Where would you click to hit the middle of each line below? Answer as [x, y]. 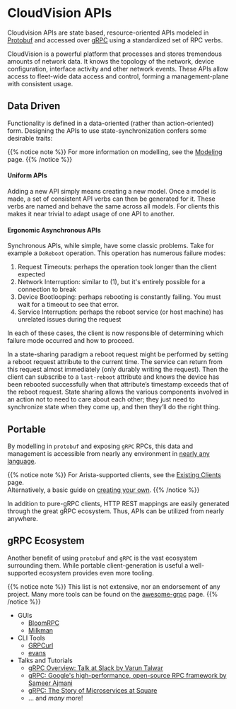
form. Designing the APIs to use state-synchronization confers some [107, 130]
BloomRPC [44, 623]
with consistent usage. [40, 83]
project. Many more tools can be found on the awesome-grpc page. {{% [113, 594]
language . [22, 461]
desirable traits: [30, 138]
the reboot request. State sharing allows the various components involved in [118, 392]
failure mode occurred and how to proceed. [71, 341]
